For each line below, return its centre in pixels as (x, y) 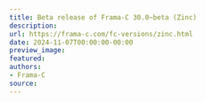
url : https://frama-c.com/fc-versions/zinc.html (101, 34)
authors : (25, 67)
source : (24, 83)
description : (33, 26)
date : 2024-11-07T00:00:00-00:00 (71, 42)
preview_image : (37, 51)
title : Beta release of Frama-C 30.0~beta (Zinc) (103, 17)
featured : (28, 59)
